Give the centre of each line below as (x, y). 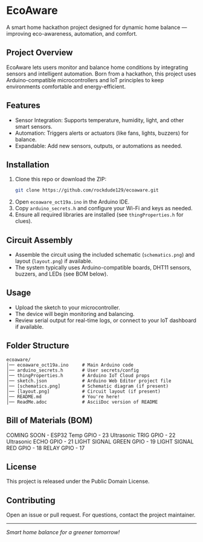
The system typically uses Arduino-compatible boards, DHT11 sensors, (103, 268)
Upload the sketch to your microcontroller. (68, 307)
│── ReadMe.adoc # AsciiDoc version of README (82, 402)
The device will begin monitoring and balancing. (75, 314)
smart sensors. (34, 126)
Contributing (31, 500)
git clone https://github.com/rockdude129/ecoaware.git (87, 190)
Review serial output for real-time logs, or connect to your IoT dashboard (105, 320)
